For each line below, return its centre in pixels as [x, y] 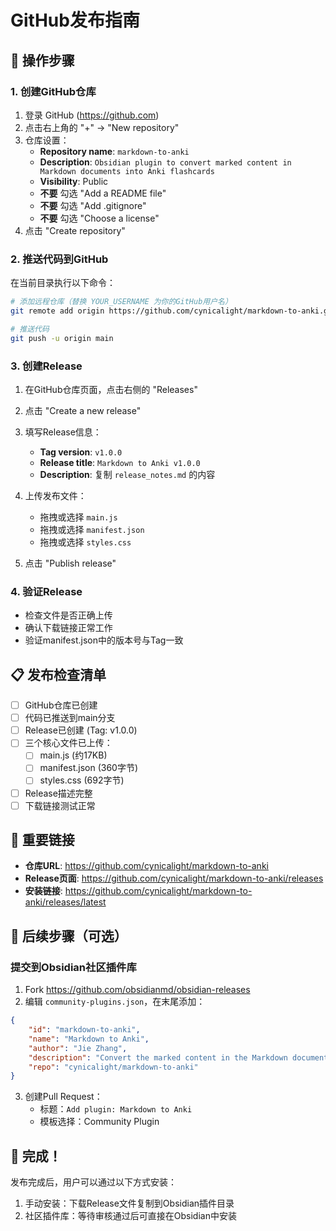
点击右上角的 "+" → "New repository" [102, 127]
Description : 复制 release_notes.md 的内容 [127, 474]
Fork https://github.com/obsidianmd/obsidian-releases [137, 990]
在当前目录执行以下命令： [63, 283]
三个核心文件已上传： [68, 743]
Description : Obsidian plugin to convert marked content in [165, 162]
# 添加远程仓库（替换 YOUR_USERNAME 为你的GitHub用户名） [121, 302]
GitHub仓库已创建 [61, 705]
